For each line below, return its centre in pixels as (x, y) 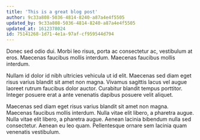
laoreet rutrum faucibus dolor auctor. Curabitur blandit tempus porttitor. (94, 88)
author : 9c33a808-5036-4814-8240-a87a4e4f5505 (65, 17)
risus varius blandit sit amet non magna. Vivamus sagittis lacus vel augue (97, 82)
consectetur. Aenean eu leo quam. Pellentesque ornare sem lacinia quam (97, 126)
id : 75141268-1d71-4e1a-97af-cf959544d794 (60, 34)
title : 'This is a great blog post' (52, 12)
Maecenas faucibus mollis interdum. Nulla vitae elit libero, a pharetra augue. (100, 113)
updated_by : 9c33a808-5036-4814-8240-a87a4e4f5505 (71, 23)
